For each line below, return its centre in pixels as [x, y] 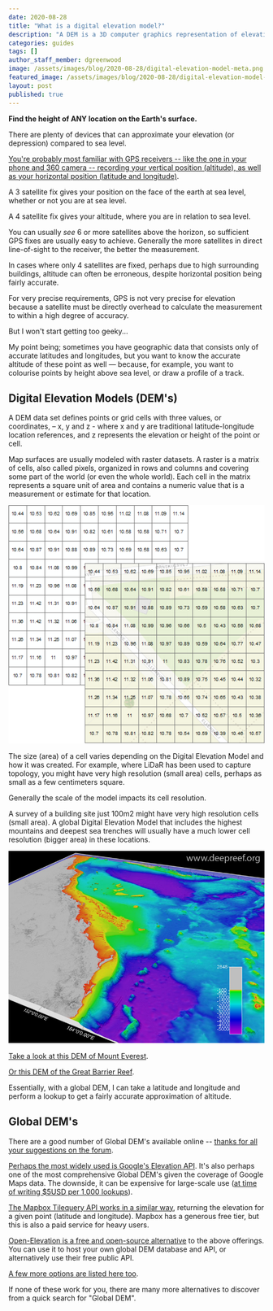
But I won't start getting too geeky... [68, 331]
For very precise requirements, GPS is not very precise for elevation [122, 298]
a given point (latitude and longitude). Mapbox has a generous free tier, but [134, 1216]
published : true [36, 94]
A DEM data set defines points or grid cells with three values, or [115, 418]
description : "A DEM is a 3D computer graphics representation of [123, 34]
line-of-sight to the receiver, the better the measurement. [104, 249]
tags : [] [23, 52]
